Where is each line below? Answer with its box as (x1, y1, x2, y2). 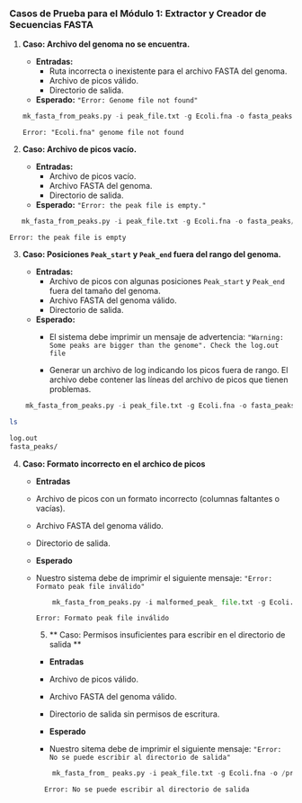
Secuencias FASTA (9, 18, 94, 31)
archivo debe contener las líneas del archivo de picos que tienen (49, 374, 289, 385)
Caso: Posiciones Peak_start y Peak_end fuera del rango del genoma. (22, 249, 281, 260)
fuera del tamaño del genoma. (49, 286, 162, 297)
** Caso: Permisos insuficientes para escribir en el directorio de (49, 629, 286, 640)
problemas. (49, 384, 92, 395)
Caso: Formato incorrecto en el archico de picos (22, 458, 206, 469)
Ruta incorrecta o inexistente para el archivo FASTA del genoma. (49, 66, 288, 76)
